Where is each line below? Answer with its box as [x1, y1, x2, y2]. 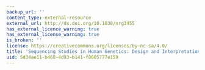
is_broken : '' [6, 37, 43, 43]
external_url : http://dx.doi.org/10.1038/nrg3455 [6, 20, 135, 26]
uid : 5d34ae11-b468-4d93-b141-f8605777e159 [6, 54, 119, 60]
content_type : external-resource [6, 15, 92, 21]
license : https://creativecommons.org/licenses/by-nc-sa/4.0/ [6, 43, 168, 49]
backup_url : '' [6, 9, 45, 15]
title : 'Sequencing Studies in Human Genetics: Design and [6, 49, 160, 55]
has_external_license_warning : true [6, 32, 99, 38]
